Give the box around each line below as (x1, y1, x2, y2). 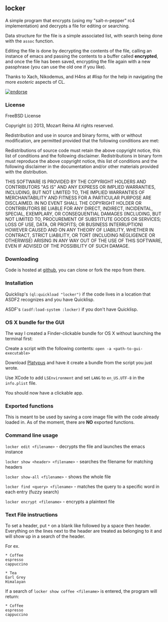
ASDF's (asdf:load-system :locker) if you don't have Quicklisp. (5, 306, 138, 312)
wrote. (5, 365, 19, 371)
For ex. (5, 543, 20, 549)
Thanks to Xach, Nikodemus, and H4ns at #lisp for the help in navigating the (5, 73, 163, 80)
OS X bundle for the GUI (5, 319, 64, 326)
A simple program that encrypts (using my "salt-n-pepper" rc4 (5, 17, 135, 23)
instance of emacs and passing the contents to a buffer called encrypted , (5, 53, 158, 59)
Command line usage (5, 432, 58, 439)
